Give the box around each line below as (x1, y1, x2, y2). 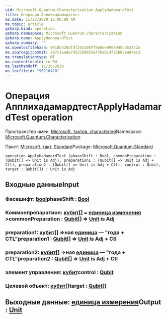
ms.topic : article (5, 21, 44, 27)
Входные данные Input (5, 180, 79, 189)
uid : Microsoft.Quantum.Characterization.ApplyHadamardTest (5, 7, 134, 13)
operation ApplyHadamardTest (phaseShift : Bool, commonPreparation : (5, 153, 156, 158)
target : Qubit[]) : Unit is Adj (5, 166, 75, 172)
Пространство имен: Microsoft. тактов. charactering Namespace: (5, 128, 142, 134)
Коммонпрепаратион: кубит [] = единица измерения (5, 209, 141, 216)
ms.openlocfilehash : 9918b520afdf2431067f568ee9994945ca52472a (5, 45, 141, 50)
